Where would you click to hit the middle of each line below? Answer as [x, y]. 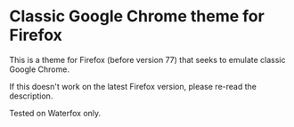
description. [31, 96]
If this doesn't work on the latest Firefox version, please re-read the [133, 86]
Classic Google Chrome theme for [137, 16]
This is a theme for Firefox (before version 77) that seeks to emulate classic [147, 60]
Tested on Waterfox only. [55, 113]
